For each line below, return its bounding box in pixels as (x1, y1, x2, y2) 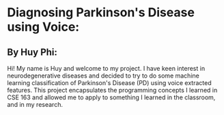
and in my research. (7, 101, 64, 108)
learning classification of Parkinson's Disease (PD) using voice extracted (7, 79, 212, 86)
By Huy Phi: (7, 46, 58, 58)
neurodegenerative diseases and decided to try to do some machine (7, 71, 199, 80)
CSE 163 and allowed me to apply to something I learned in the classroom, (7, 93, 216, 101)
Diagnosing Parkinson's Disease (7, 5, 195, 20)
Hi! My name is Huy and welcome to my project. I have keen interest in (7, 65, 206, 72)
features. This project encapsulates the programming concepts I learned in (7, 86, 218, 94)
